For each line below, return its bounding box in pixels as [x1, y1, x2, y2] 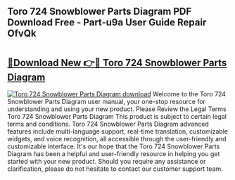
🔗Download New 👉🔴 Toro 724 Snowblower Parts [7, 56, 227, 69]
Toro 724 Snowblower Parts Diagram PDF [7, 6, 192, 18]
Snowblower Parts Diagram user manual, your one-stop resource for [7, 98, 206, 105]
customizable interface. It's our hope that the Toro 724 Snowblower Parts [7, 142, 220, 150]
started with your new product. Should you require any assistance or [7, 157, 206, 165]
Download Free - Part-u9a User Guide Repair [7, 17, 207, 29]
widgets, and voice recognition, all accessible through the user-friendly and [7, 135, 227, 143]
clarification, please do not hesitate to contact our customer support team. [7, 165, 223, 173]
